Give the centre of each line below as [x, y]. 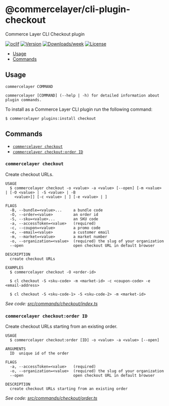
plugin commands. [24, 100]
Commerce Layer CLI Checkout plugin [45, 34]
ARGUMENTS [16, 349]
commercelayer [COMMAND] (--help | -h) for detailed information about [82, 95]
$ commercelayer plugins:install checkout [51, 118]
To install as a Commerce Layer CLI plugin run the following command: [79, 109]
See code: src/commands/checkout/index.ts [51, 303]
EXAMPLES [14, 267]
